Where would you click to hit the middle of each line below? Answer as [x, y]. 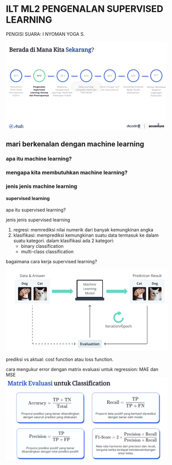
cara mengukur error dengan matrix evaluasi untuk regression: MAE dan [82, 370]
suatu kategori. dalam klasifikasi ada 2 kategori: [64, 240]
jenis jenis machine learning [42, 186]
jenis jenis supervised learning [38, 220]
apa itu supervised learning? [36, 210]
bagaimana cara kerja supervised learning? [51, 261]
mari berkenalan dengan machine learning [75, 144]
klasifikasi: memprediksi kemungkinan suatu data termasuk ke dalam [86, 235]
